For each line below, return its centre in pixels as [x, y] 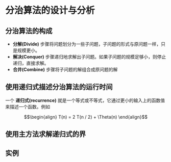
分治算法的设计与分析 [50, 10]
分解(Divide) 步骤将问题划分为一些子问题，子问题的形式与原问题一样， [87, 44]
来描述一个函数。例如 [28, 106]
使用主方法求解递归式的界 [45, 134]
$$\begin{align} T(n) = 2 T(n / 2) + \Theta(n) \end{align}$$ [86, 117]
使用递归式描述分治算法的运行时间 [59, 87]
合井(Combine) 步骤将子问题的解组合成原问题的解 [65, 70]
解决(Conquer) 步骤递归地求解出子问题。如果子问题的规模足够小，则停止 [89, 57]
